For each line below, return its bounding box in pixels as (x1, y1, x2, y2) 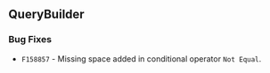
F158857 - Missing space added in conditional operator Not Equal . (20, 53, 262, 64)
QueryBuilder (8, 7, 86, 22)
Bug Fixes (8, 33, 53, 46)
